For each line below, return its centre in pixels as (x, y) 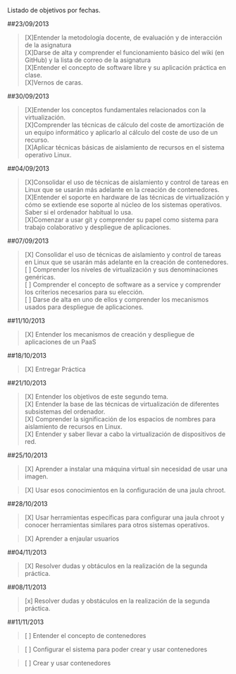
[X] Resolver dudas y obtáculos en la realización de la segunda (116, 566)
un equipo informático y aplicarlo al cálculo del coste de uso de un (121, 132)
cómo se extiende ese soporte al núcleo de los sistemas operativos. (123, 205)
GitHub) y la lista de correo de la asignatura (88, 60)
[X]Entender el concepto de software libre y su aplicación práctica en (125, 67)
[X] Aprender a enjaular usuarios (72, 538)
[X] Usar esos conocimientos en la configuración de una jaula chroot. (125, 490)
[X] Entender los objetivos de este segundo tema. (97, 397)
